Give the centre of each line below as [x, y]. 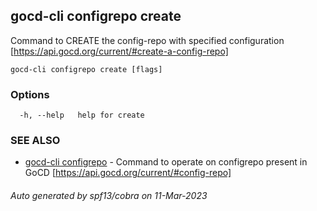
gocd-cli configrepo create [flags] [86, 69]
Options [30, 94]
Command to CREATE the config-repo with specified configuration [147, 40]
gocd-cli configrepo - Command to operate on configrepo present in [166, 162]
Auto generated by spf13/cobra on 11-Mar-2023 [109, 195]
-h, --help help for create [82, 115]
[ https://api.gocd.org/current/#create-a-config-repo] [119, 51]
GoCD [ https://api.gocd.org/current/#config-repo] [128, 173]
